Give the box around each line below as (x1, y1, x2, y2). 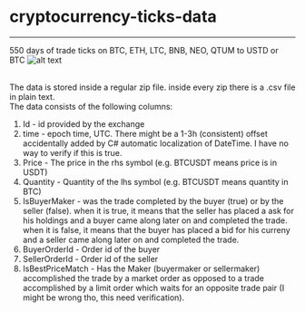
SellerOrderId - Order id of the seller (22, 253, 159, 264)
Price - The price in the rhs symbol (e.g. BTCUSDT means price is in (22, 157, 278, 168)
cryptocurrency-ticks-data (9, 6, 218, 27)
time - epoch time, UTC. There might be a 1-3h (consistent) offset (22, 128, 268, 139)
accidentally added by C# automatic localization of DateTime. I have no (22, 138, 289, 149)
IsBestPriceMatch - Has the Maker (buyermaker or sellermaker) (22, 263, 261, 274)
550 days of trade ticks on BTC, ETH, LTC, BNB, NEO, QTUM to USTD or (9, 44, 279, 55)
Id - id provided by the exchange (22, 118, 145, 129)
